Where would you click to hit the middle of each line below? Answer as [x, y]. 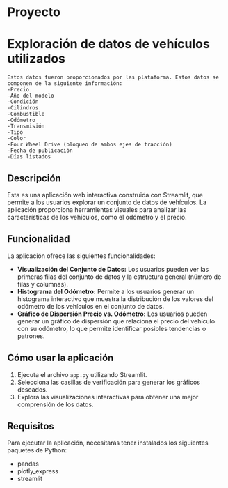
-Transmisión [26, 126]
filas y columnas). [42, 284]
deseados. [32, 389]
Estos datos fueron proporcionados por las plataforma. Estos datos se [113, 77]
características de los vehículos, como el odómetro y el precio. [97, 217]
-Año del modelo [31, 96]
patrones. [31, 336]
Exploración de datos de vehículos [108, 44]
